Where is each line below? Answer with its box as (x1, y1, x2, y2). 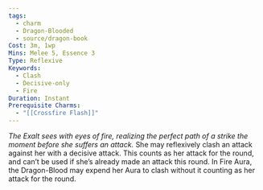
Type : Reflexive (8, 57, 63, 65)
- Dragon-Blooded (15, 27, 74, 35)
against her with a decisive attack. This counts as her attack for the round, (8, 148, 255, 158)
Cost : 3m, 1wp (8, 42, 56, 50)
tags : (8, 11, 27, 20)
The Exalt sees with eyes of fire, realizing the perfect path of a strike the (8, 131, 249, 141)
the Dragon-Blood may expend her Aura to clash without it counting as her (8, 166, 256, 175)
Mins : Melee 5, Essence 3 (8, 49, 95, 57)
